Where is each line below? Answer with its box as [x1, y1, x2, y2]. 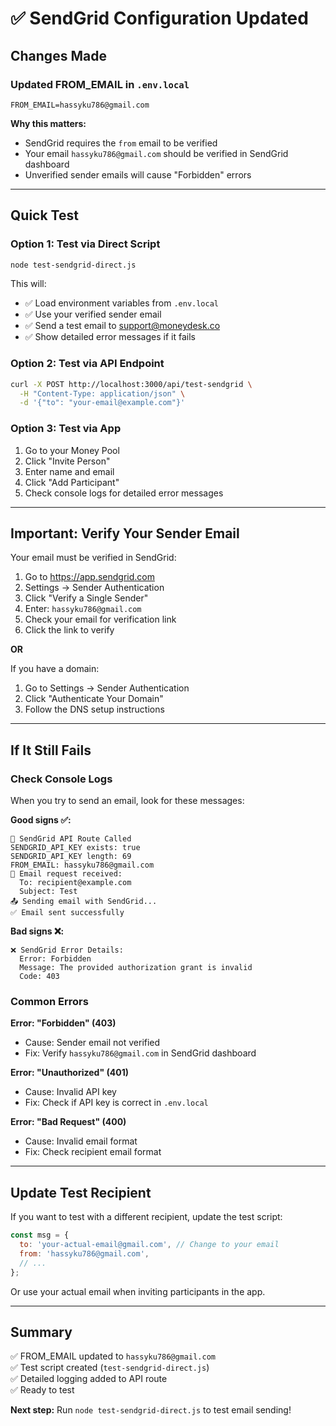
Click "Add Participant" [24, 476, 120, 488]
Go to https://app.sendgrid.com [24, 571, 155, 583]
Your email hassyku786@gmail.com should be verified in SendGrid [24, 147, 289, 159]
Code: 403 [19, 972, 60, 982]
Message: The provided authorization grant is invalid [19, 963, 253, 973]
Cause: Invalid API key [24, 1086, 117, 1098]
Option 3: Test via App [10, 422, 122, 436]
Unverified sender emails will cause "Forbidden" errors [24, 168, 252, 181]
